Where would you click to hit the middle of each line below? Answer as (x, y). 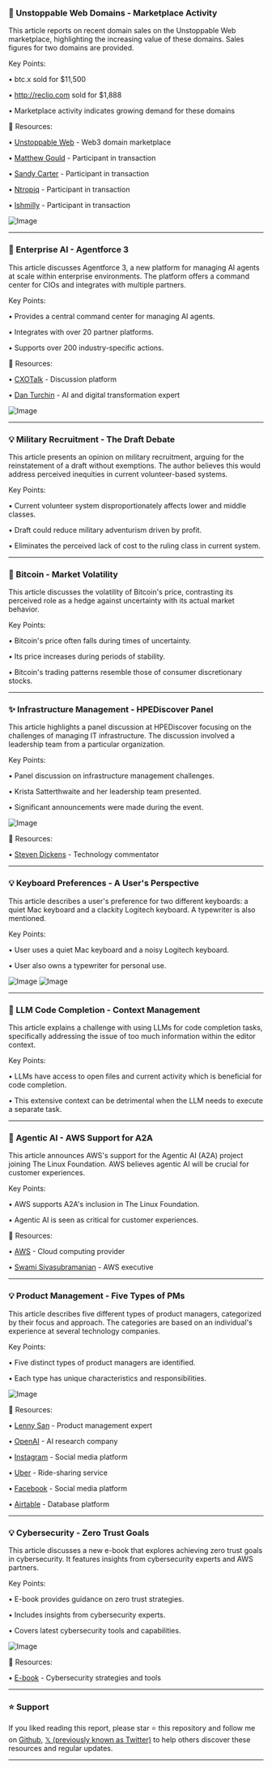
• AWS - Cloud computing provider (67, 1252)
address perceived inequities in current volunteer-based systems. (118, 474)
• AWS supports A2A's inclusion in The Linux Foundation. (104, 1205)
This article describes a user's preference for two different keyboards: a (128, 901)
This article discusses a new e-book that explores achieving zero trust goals (136, 1550)
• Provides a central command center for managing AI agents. (112, 316)
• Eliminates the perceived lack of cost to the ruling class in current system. (134, 545)
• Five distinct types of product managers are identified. (102, 1362)
